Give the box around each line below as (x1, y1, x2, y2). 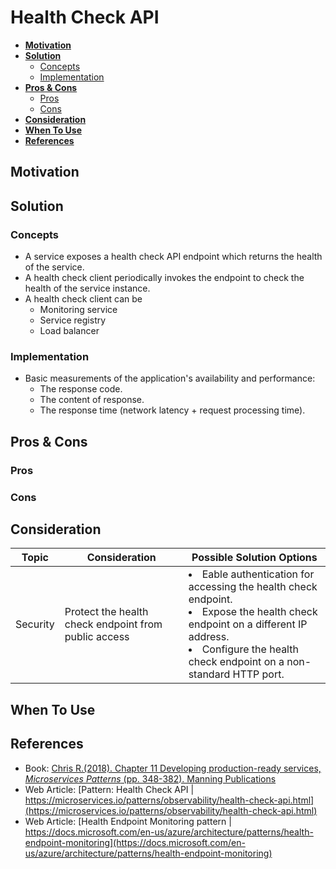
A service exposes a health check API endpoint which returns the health (24, 251, 323, 263)
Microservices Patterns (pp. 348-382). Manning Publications (24, 772, 277, 785)
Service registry (39, 314, 107, 326)
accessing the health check (188, 580, 318, 594)
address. (188, 630, 230, 644)
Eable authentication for (201, 567, 315, 581)
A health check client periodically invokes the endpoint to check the (24, 272, 305, 284)
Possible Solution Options (191, 551, 318, 565)
